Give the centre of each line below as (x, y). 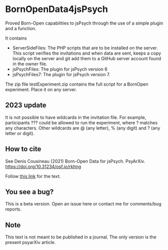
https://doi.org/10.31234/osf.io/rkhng (43, 166)
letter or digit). (20, 133)
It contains (16, 38)
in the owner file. (30, 64)
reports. (13, 209)
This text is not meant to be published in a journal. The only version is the (81, 237)
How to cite (23, 149)
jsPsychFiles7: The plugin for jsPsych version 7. (61, 74)
